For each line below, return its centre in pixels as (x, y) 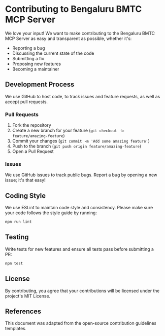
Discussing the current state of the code (53, 53)
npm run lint (18, 222)
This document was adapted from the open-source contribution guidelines (81, 323)
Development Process (40, 85)
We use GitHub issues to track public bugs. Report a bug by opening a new (81, 175)
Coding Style (25, 196)
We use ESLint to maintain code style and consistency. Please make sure (79, 208)
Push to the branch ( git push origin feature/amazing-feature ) (77, 146)
